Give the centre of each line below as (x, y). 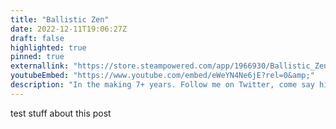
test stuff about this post (61, 113)
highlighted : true (48, 47)
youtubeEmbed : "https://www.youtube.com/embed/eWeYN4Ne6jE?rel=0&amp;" (162, 76)
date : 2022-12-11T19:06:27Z (69, 29)
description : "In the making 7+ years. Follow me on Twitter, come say (162, 85)
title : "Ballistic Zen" (60, 19)
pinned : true (37, 57)
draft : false (37, 38)
